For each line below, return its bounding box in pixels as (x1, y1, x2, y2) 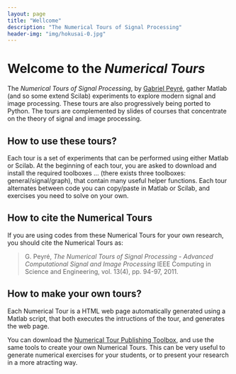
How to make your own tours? (7, 288, 142, 300)
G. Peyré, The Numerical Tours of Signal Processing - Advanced (24, 252, 214, 260)
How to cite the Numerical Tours (7, 212, 152, 224)
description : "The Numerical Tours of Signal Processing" (7, 23, 182, 31)
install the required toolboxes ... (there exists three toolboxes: (7, 169, 186, 177)
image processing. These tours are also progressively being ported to (7, 99, 211, 108)
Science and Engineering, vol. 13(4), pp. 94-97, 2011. (24, 267, 179, 275)
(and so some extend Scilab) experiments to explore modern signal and (7, 92, 216, 100)
